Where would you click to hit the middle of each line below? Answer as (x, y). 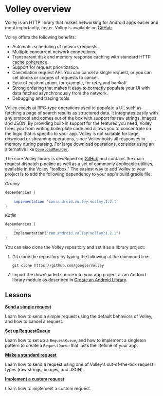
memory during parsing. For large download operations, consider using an (80, 144)
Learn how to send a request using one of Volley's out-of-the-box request (79, 364)
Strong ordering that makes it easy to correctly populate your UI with (81, 88)
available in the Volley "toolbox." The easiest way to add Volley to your (75, 169)
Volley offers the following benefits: (41, 37)
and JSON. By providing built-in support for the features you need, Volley (78, 123)
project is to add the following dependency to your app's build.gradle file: (79, 174)
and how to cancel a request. (34, 321)
